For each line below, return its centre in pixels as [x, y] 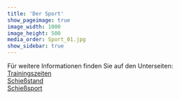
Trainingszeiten [29, 73]
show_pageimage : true [39, 20]
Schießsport [25, 88]
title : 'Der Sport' [36, 14]
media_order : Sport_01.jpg [47, 40]
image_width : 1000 [34, 26]
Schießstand [26, 81]
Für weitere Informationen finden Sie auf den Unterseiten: [90, 66]
